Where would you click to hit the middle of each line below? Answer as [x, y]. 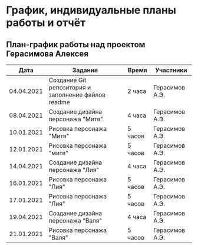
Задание [85, 70]
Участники [171, 70]
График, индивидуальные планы [91, 10]
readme [59, 102]
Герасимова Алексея [47, 54]
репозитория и [70, 87]
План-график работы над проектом [76, 44]
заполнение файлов [77, 95]
